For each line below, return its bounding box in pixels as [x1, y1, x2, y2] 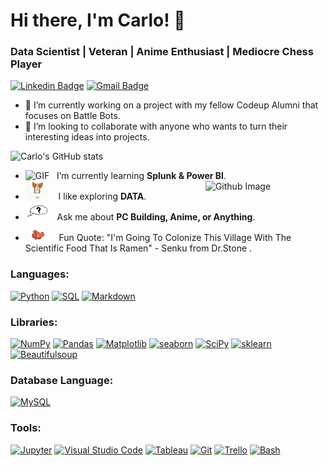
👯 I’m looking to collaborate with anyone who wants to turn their [24, 120, 288, 133]
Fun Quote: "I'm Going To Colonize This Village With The [58, 232, 292, 244]
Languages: [10, 267, 70, 281]
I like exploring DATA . [58, 190, 147, 203]
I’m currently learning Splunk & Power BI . [56, 170, 227, 182]
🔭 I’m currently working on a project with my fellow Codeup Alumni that [24, 99, 319, 111]
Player [10, 57, 43, 71]
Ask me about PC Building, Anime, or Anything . [56, 211, 256, 223]
